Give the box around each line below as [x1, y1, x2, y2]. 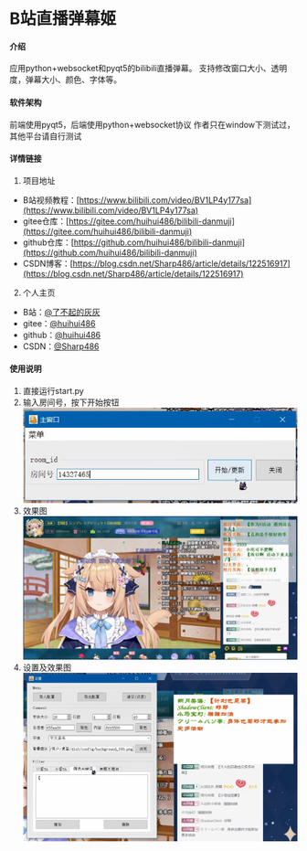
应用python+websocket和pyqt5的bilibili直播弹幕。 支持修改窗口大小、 [9, 63, 271, 74]
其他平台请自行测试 [9, 130, 82, 142]
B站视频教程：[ [22, 194, 80, 206]
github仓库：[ [22, 237, 75, 248]
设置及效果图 [22, 662, 71, 673]
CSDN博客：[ [22, 258, 73, 269]
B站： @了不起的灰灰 [22, 306, 101, 317]
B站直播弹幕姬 [9, 8, 117, 29]
